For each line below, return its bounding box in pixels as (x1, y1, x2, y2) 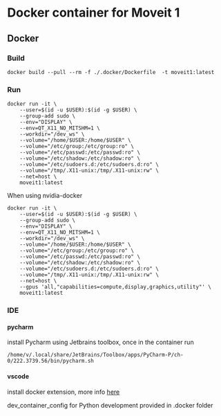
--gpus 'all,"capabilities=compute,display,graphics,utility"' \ (19, 284, 212, 291)
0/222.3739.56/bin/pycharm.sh (7, 358, 95, 365)
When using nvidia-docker (7, 192, 83, 200)
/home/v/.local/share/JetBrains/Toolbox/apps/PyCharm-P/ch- (7, 352, 184, 359)
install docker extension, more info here (7, 388, 120, 396)
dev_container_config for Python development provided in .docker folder (7, 401, 213, 409)
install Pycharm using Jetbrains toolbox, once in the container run (7, 338, 195, 347)
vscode (7, 372, 30, 380)
